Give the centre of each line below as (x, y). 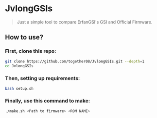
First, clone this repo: (31, 51)
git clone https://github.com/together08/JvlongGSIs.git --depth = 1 (75, 61)
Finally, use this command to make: (48, 101)
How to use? (24, 37)
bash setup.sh (19, 88)
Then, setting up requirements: (43, 79)
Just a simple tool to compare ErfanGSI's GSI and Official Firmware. (85, 22)
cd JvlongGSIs (19, 66)
